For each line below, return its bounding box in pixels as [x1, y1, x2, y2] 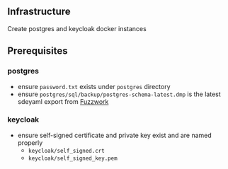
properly [17, 138, 43, 147]
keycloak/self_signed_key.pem [28, 155, 118, 162]
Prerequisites [7, 45, 68, 57]
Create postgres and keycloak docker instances [7, 24, 147, 33]
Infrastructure [7, 6, 71, 18]
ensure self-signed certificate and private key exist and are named [17, 131, 212, 139]
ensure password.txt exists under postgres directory [17, 82, 171, 91]
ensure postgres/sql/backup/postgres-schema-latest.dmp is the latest [17, 90, 221, 98]
